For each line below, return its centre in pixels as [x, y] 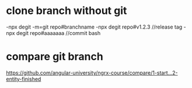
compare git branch [55, 57]
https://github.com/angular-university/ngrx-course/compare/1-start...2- [92, 73]
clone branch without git [67, 11]
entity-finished [24, 79]
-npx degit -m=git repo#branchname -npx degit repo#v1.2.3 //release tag [94, 27]
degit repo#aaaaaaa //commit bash [59, 33]
